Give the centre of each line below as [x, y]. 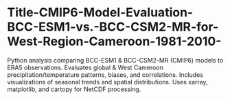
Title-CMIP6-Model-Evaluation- [100, 13]
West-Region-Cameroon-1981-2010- [114, 41]
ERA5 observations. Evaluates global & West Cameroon [85, 67]
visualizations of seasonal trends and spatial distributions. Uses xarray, [107, 82]
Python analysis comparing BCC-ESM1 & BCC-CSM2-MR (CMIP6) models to [115, 60]
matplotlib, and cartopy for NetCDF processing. [74, 89]
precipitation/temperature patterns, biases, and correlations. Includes [105, 74]
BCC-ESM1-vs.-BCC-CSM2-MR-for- [113, 27]
